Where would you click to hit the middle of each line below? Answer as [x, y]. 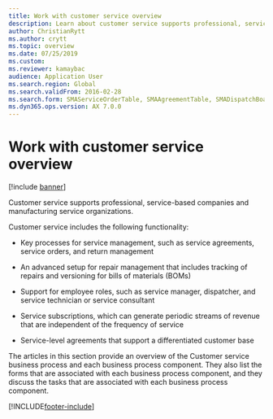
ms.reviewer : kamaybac [47, 69]
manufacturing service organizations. [71, 212]
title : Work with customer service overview [85, 16]
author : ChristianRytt [47, 31]
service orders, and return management [87, 251]
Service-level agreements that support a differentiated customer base [137, 340]
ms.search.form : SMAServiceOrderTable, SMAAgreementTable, [110, 99]
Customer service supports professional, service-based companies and [129, 203]
